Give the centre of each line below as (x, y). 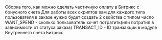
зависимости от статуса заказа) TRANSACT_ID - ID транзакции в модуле (81, 27)
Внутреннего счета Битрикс (34, 33)
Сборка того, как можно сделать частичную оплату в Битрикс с (72, 7)
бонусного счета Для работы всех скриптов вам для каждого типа (75, 12)
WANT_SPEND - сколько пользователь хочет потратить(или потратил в (80, 22)
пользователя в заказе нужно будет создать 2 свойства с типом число (80, 17)
